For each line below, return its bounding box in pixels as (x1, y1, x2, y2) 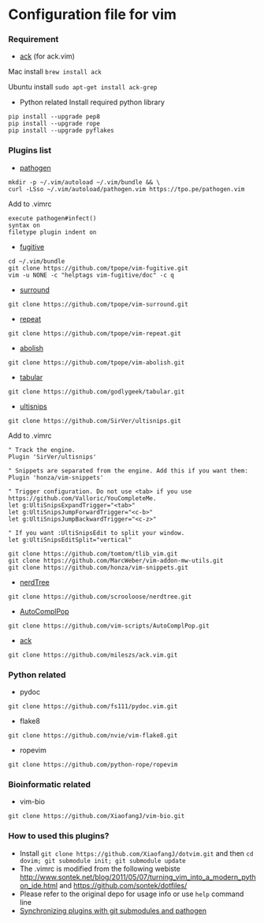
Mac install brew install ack (8, 67, 102, 77)
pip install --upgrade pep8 (8, 113, 101, 121)
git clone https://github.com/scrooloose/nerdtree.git (8, 593, 192, 601)
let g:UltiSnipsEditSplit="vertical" (8, 536, 132, 544)
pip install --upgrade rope (8, 120, 101, 128)
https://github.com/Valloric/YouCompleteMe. (8, 494, 157, 503)
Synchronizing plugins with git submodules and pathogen (19, 906, 207, 915)
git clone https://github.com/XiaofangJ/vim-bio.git (8, 812, 185, 820)
